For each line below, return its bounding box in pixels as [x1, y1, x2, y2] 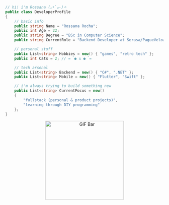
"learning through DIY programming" [23, 102, 100, 107]
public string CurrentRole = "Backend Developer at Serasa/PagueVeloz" [14, 38, 167, 43]
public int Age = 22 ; [14, 28, 59, 33]
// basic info [14, 19, 44, 24]
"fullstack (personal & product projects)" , [23, 97, 118, 103]
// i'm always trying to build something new [14, 84, 112, 89]
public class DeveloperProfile [5, 9, 71, 15]
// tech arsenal [14, 65, 49, 70]
